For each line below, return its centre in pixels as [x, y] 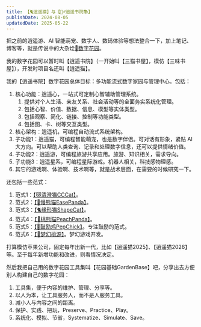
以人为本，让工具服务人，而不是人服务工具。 [70, 295]
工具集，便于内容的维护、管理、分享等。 [65, 288]
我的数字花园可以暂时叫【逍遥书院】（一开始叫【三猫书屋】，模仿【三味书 [96, 61]
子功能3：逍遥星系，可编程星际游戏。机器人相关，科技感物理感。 [96, 162]
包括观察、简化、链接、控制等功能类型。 [74, 117]
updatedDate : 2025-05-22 [37, 23]
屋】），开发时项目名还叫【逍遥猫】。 [50, 69]
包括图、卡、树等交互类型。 [58, 124]
